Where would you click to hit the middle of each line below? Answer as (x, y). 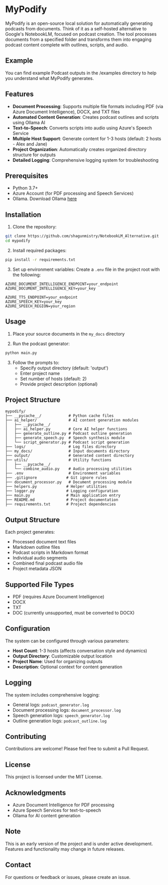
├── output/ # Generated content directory (70, 456)
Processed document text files (44, 542)
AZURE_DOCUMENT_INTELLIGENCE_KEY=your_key (50, 288)
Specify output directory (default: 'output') (64, 368)
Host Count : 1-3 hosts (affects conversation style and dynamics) (80, 650)
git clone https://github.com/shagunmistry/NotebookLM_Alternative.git (82, 236)
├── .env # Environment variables (63, 474)
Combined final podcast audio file (48, 563)
